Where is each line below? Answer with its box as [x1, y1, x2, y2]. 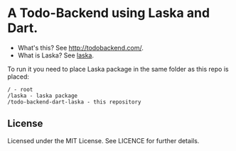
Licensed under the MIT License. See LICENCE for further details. [7, 136, 200, 145]
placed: [7, 72, 30, 81]
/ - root [7, 86, 33, 93]
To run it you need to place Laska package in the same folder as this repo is [7, 65, 229, 73]
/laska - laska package [7, 92, 78, 99]
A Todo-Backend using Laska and [7, 5, 210, 21]
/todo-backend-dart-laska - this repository [7, 98, 141, 106]
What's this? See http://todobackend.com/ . [17, 43, 144, 52]
